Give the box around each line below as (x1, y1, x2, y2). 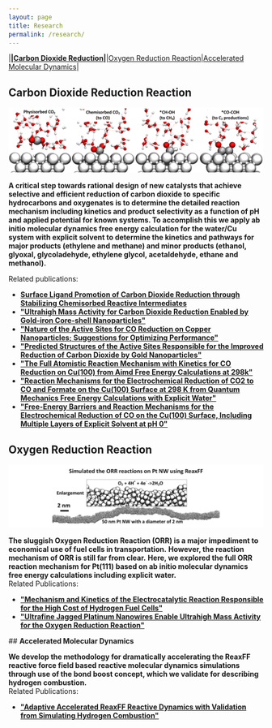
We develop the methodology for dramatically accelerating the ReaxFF (8, 652, 251, 661)
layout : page (8, 13, 53, 21)
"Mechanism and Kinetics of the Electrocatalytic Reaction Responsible (19, 595, 264, 604)
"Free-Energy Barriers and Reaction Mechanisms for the (19, 402, 215, 411)
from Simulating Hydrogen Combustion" (19, 711, 159, 720)
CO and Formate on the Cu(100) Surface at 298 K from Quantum (19, 385, 240, 394)
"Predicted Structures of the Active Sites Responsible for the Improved (19, 342, 264, 351)
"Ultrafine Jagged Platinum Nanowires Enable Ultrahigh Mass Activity (19, 612, 261, 621)
